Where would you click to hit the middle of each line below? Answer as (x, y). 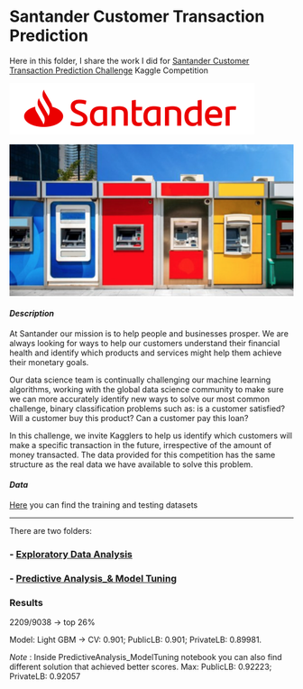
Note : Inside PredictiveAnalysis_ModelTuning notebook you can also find (146, 657)
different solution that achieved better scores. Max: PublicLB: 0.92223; (141, 667)
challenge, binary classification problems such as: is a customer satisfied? (147, 409)
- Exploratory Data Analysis (71, 554)
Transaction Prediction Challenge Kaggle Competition (109, 70)
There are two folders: (50, 531)
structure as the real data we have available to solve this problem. (131, 464)
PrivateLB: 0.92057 (45, 676)
